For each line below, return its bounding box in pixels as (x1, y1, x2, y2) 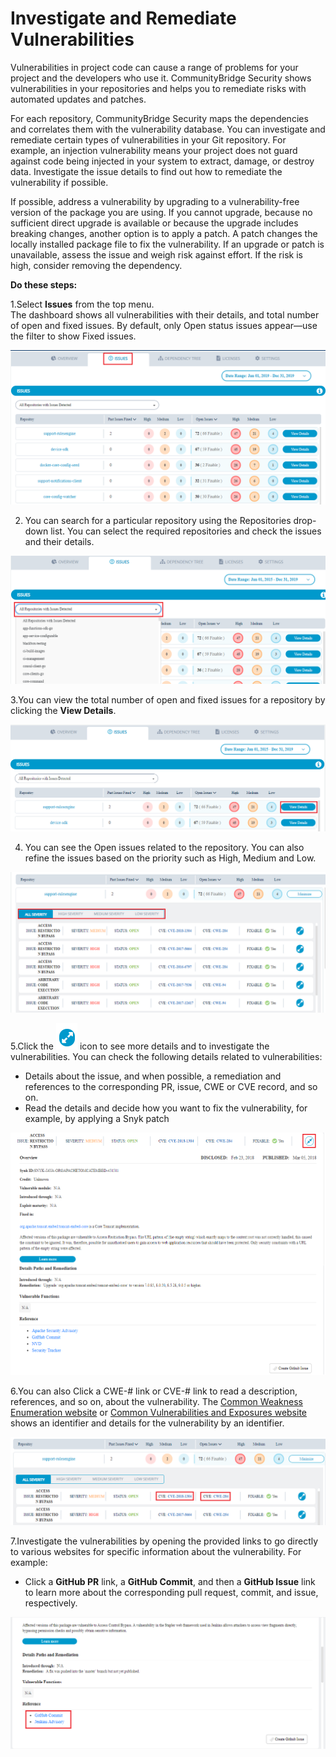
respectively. (24, 1597, 78, 1609)
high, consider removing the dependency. (10, 259, 183, 271)
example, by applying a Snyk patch (24, 1112, 170, 1124)
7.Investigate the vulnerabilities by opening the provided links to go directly (10, 1535, 319, 1547)
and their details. (24, 536, 95, 548)
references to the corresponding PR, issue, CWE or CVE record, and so (24, 1080, 318, 1092)
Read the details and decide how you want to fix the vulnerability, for (24, 1102, 308, 1114)
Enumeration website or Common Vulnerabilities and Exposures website (10, 1406, 308, 1418)
